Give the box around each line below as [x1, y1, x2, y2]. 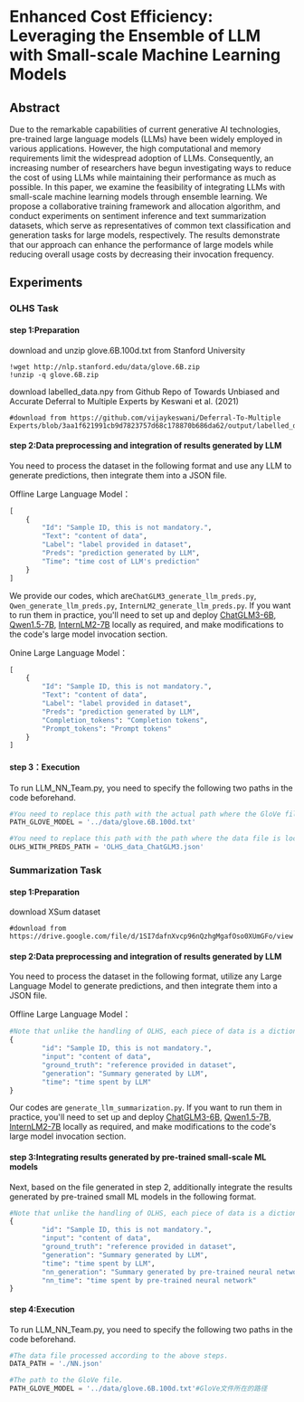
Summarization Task [9, 864, 102, 876]
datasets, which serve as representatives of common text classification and [9, 220, 291, 231]
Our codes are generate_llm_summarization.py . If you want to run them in [9, 1102, 282, 1113]
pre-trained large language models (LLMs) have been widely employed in [9, 134, 283, 144]
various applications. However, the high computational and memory [9, 143, 261, 154]
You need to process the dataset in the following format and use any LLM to [9, 459, 292, 471]
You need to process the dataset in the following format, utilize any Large [9, 971, 282, 982]
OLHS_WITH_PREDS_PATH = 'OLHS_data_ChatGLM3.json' [9, 843, 204, 852]
